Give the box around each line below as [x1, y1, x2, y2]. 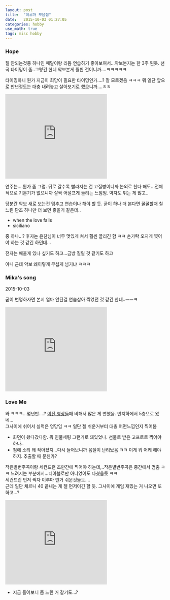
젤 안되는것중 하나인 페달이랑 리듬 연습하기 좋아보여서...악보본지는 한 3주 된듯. [5, 60, 160, 66]
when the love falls [12, 217, 52, 223]
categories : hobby [5, 21, 44, 27]
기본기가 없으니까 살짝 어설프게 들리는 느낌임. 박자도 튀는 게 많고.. [18, 190, 149, 196]
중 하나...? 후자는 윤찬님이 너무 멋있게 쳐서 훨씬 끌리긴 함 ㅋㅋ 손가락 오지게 [5, 233, 153, 239]
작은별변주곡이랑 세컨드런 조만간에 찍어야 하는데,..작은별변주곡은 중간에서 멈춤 [5, 464, 160, 470]
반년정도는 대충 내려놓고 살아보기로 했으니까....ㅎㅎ [10, 83, 111, 90]
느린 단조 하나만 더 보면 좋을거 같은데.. [5, 207, 81, 213]
